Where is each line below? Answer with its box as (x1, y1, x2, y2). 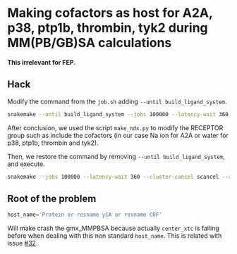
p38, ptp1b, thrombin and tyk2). (7, 139, 99, 147)
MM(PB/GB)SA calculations (7, 35, 172, 51)
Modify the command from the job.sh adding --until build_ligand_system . (7, 97, 227, 106)
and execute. (7, 160, 45, 168)
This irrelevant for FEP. (7, 58, 76, 66)
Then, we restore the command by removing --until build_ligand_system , (7, 152, 226, 160)
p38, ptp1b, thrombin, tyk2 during (7, 20, 208, 36)
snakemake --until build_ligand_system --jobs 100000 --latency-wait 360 (7, 110, 229, 118)
